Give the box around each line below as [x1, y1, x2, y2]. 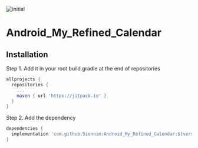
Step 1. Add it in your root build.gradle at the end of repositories [6, 65, 160, 72]
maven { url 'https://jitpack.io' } [16, 93, 107, 99]
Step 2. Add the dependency [6, 115, 76, 122]
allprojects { [6, 76, 41, 82]
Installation [6, 49, 48, 59]
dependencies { [6, 126, 44, 132]
